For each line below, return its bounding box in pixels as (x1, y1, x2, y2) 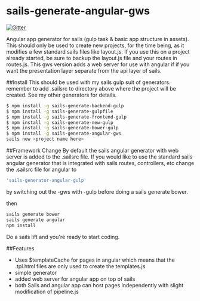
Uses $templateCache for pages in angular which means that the (14, 256, 175, 263)
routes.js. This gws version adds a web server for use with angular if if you (6, 61, 190, 68)
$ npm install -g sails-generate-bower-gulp (6, 125, 119, 131)
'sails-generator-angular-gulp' (6, 178, 87, 184)
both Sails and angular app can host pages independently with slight (14, 281, 184, 288)
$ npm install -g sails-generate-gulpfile (6, 108, 113, 114)
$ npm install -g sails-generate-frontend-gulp (6, 114, 127, 120)
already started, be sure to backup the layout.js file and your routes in (6, 54, 177, 61)
